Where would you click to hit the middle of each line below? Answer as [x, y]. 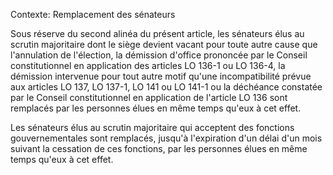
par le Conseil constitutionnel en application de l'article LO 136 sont [149, 97]
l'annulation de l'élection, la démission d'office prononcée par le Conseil [159, 55]
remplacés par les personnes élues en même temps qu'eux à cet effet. [156, 108]
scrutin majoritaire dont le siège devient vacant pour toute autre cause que [164, 44]
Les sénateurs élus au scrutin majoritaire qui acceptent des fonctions [152, 127]
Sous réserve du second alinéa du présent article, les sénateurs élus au [157, 33]
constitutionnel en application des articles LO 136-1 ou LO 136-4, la [148, 65]
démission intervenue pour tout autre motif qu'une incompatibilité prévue [161, 76]
